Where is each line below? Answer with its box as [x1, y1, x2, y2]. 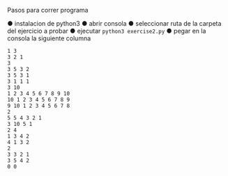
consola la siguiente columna [7, 34, 91, 42]
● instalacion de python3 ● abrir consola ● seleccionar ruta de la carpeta [7, 19, 222, 27]
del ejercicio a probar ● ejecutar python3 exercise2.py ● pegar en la [7, 27, 206, 35]
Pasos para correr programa [7, 6, 89, 14]
